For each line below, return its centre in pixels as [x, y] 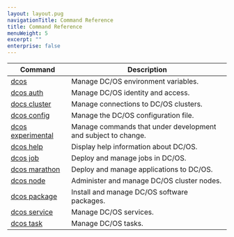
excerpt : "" [24, 40]
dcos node [28, 181]
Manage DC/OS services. [112, 212]
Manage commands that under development [143, 127]
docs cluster [31, 104]
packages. [88, 201]
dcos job [25, 158]
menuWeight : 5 [28, 33]
